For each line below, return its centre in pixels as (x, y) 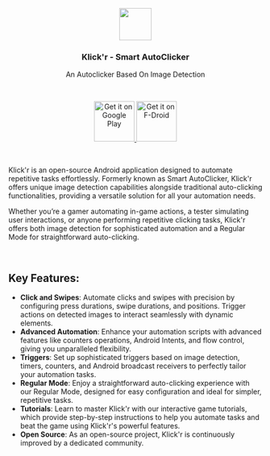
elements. (37, 323)
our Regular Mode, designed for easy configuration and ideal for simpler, (141, 392)
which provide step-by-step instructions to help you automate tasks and (140, 417)
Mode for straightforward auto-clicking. (74, 237)
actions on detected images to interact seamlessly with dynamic (127, 315)
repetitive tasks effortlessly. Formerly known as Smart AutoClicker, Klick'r (130, 179)
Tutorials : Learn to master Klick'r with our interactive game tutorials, (133, 409)
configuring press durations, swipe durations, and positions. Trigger (133, 306)
